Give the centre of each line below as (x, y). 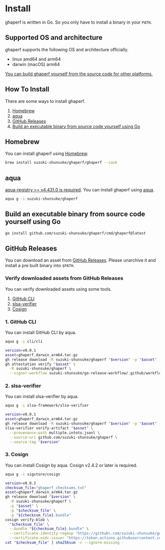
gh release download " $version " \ (41, 497)
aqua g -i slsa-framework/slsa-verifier (47, 406)
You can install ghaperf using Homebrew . (47, 153)
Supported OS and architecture (54, 38)
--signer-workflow (28, 373)
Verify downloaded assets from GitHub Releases (64, 278)
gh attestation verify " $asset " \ (41, 364)
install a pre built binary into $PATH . (40, 266)
